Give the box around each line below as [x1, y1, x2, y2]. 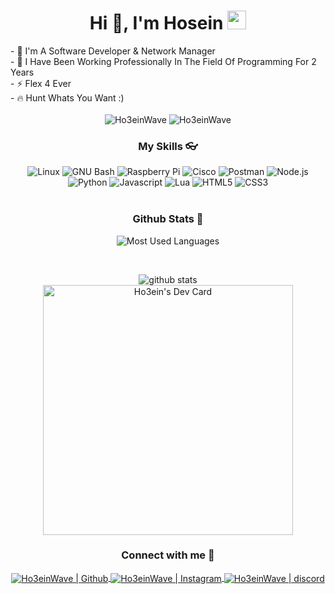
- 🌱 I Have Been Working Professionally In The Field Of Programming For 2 [10, 55, 317, 67]
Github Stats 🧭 [132, 212, 204, 226]
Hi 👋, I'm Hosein [89, 12, 224, 35]
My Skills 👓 [138, 139, 198, 153]
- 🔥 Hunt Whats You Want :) [10, 91, 125, 104]
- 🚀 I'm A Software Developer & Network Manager [10, 45, 216, 57]
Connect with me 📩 [121, 548, 215, 562]
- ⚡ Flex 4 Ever [10, 77, 72, 89]
